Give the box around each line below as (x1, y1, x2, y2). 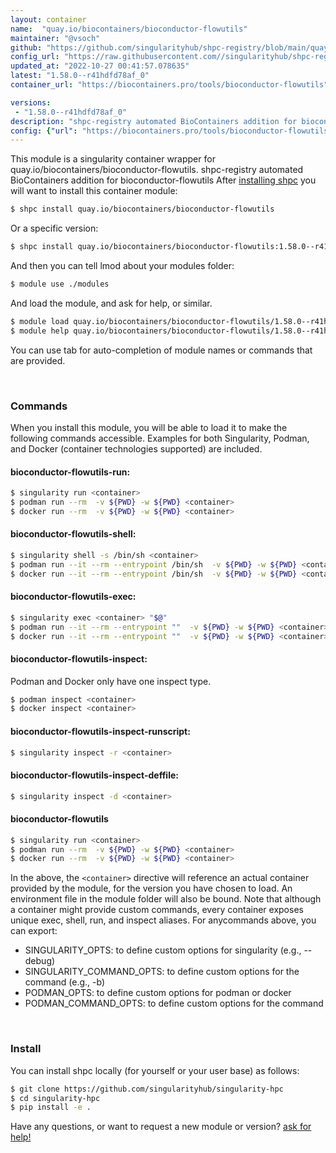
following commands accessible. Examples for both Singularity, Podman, (10, 432, 310, 444)
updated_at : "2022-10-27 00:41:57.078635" (10, 61, 190, 71)
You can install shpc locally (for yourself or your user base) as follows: (10, 1064, 300, 1076)
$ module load (10, 316, 70, 326)
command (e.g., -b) (24, 976, 106, 988)
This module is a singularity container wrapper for (10, 153, 216, 165)
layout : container (10, 14, 87, 25)
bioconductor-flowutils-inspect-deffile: (10, 769, 179, 781)
